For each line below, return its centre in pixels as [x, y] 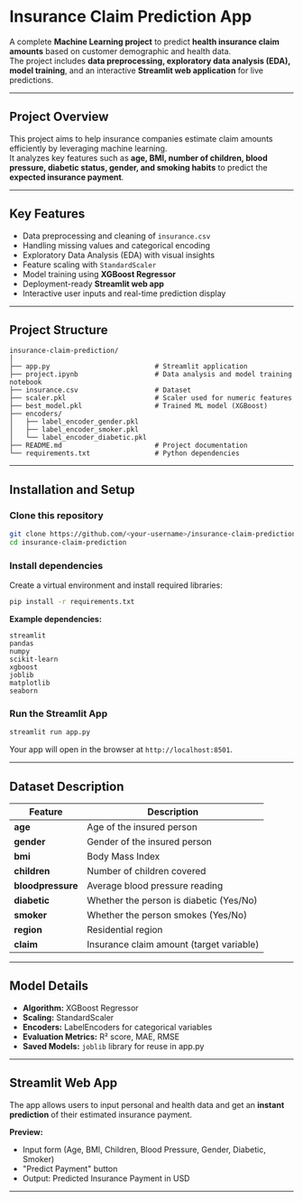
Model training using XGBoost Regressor [99, 274]
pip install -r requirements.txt [72, 602]
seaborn [24, 691]
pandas [22, 643]
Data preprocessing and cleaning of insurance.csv [116, 236]
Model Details [49, 986]
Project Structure [59, 330]
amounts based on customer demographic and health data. [120, 51]
